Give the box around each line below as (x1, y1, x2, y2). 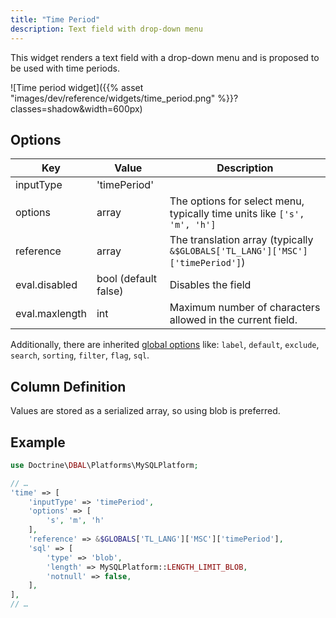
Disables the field (169, 278, 252, 292)
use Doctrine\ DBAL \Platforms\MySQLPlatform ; (10, 460, 199, 470)
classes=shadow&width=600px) (10, 102, 143, 115)
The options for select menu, (169, 194, 305, 208)
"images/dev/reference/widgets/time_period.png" (10, 92, 216, 104)
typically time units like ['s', (169, 207, 305, 221)
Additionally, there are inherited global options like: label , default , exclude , (10, 339, 320, 351)
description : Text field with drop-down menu (10, 24, 203, 34)
